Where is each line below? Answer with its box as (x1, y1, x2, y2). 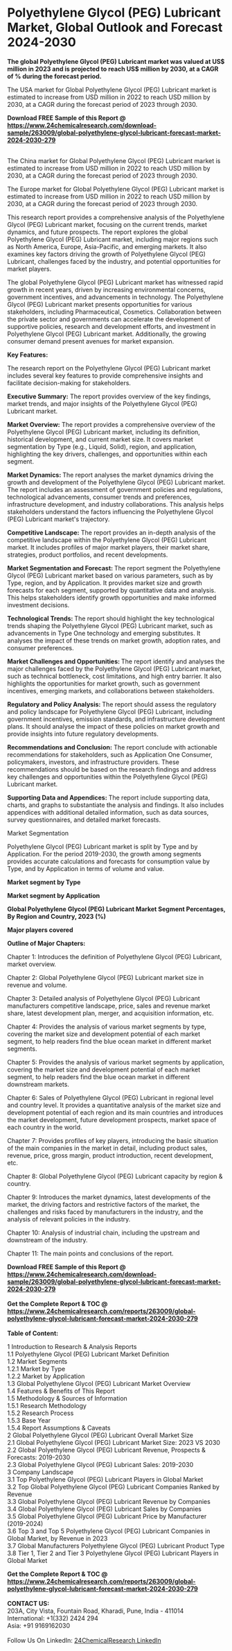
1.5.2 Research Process (7, 1409, 74, 1417)
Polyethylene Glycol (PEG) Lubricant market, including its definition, (7, 427, 201, 436)
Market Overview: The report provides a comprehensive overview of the (7, 420, 216, 428)
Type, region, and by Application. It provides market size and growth (7, 578, 202, 587)
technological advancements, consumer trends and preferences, (7, 493, 193, 501)
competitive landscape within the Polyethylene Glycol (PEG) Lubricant (7, 536, 207, 544)
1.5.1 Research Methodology (7, 1401, 87, 1409)
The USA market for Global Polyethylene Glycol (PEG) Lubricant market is (7, 85, 217, 94)
